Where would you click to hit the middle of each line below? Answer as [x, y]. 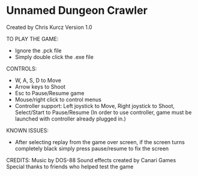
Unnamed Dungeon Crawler [77, 11]
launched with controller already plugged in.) [70, 119]
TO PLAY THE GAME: [32, 39]
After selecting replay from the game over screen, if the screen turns [100, 142]
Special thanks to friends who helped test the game [70, 166]
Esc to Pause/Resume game [49, 93]
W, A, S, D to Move [38, 80]
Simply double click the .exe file [54, 57]
